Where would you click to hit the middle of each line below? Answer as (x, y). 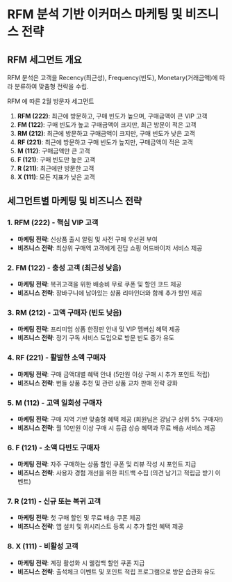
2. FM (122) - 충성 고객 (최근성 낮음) (64, 268)
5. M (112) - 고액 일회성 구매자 (55, 403)
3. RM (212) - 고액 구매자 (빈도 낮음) (65, 312)
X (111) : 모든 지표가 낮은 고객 (56, 177)
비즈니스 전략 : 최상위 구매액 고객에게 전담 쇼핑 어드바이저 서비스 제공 (110, 247)
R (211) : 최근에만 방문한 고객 (56, 168)
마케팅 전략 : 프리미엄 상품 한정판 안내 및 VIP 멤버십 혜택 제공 (99, 329)
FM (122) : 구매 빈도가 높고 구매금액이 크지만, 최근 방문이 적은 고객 (107, 125)
